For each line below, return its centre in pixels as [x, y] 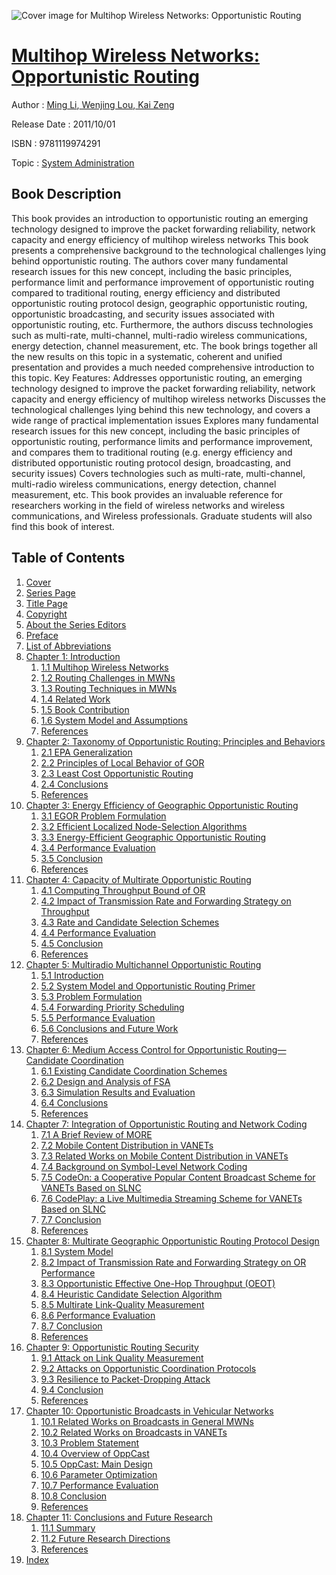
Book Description [66, 194]
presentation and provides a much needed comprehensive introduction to [163, 367]
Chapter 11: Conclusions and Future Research [119, 1517]
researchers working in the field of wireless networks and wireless [148, 505]
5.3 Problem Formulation [91, 996]
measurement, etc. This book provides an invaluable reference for [147, 494]
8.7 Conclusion [71, 1326]
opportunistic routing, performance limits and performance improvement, [162, 441]
